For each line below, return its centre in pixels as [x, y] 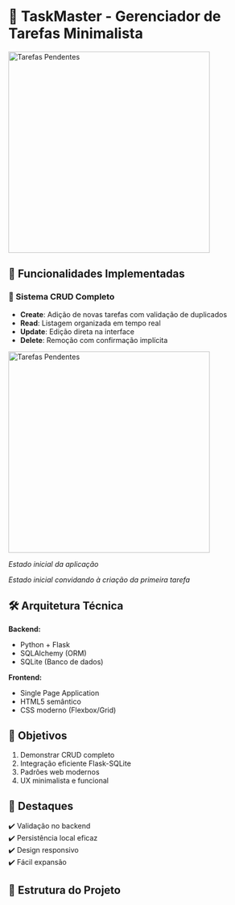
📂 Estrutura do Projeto [64, 890]
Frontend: [25, 678]
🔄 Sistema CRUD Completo [62, 297]
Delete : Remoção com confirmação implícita [94, 340]
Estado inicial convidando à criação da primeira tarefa [99, 580]
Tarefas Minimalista [76, 33]
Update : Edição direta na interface [77, 331]
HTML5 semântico [51, 702]
